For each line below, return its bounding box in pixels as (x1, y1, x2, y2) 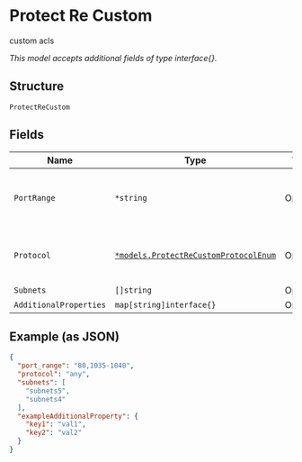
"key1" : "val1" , (25, 420, 87, 429)
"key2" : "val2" (25, 429, 83, 438)
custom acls (9, 35, 55, 46)
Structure (9, 78, 65, 95)
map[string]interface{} (114, 299, 217, 310)
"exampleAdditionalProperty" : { (17, 412, 139, 421)
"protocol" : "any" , (17, 370, 91, 379)
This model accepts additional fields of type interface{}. (9, 52, 218, 63)
